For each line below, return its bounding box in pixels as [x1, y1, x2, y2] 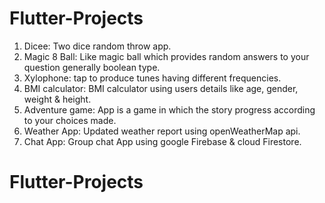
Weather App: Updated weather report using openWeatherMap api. [23, 125, 301, 137]
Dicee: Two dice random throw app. [23, 40, 172, 52]
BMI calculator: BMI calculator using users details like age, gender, [23, 82, 299, 94]
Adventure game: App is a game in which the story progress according [23, 103, 316, 116]
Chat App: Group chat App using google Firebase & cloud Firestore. [23, 135, 302, 147]
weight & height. [23, 93, 92, 105]
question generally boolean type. [23, 61, 161, 73]
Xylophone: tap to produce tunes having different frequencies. [23, 72, 282, 84]
